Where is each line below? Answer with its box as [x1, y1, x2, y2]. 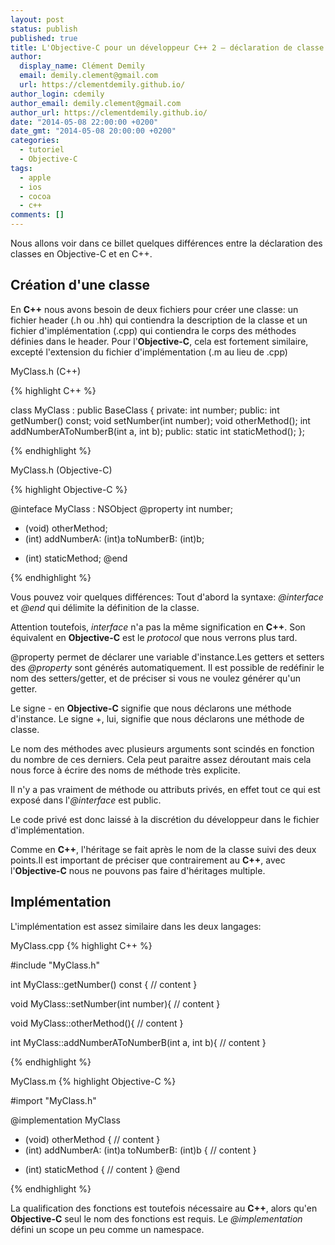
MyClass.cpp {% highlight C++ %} [10, 939, 153, 951]
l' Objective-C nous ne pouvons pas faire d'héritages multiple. [10, 864, 266, 876]
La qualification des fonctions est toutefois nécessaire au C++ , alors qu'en [10, 1202, 318, 1214]
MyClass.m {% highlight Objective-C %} [10, 1075, 177, 1087]
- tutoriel [19, 145, 65, 155]
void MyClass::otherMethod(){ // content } [10, 1017, 184, 1029]
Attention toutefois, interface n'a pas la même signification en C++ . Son [10, 621, 306, 633]
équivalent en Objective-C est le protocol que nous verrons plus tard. [10, 631, 298, 643]
